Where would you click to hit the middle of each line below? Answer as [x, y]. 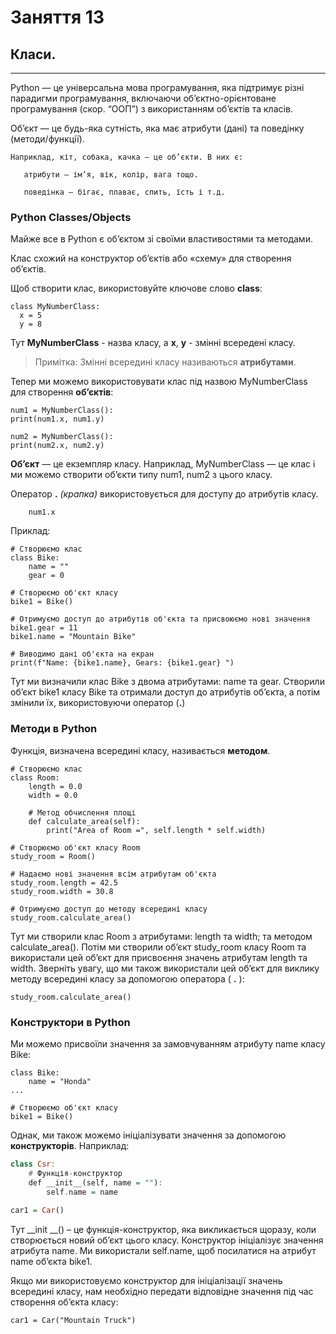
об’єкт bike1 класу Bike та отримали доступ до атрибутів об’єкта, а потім [165, 692]
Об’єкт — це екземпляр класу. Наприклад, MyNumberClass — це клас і [163, 464]
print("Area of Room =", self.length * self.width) [156, 830]
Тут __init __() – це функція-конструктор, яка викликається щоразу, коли [163, 1230]
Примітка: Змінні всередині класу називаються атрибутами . [165, 362]
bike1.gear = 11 [44, 628]
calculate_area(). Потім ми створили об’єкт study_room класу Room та [158, 947]
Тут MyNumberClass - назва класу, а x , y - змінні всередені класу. [153, 343]
